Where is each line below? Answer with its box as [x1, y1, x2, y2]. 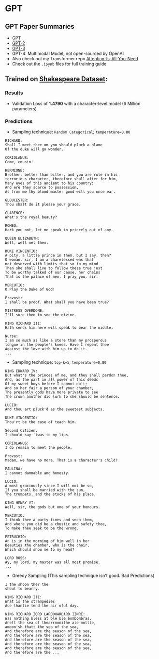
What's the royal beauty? [5, 215, 57, 220]
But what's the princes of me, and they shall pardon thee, [5, 372, 129, 378]
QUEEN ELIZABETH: [5, 236, 40, 241]
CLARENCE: [5, 210, 25, 215]
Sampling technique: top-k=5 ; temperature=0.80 [12, 359, 107, 365]
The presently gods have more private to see [5, 389, 98, 395]
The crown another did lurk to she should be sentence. [5, 394, 120, 399]
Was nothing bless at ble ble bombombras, [5, 616, 92, 621]
